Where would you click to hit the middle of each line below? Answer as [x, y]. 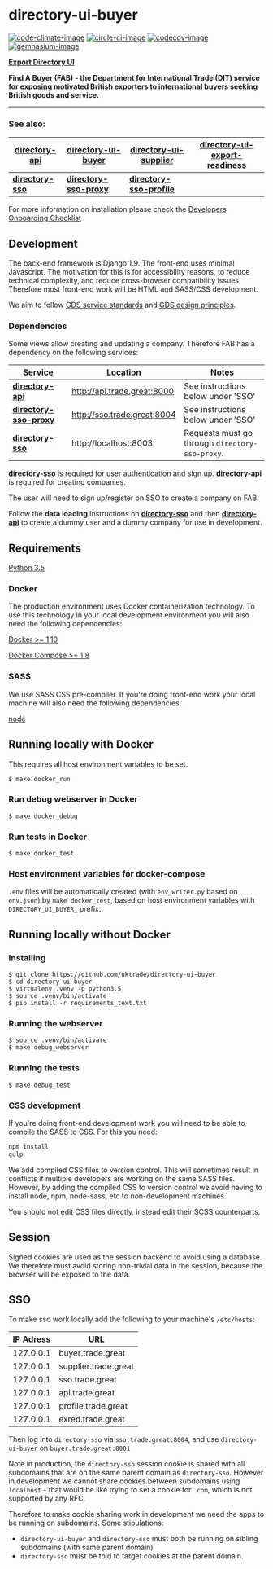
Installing [27, 957]
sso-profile [152, 189]
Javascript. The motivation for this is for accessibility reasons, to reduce [129, 272]
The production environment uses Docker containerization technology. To [132, 607]
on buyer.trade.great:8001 [85, 1448]
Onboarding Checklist [45, 218]
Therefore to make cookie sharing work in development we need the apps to [136, 1514]
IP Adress [32, 1339]
